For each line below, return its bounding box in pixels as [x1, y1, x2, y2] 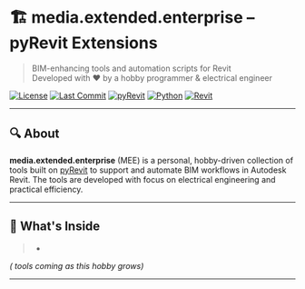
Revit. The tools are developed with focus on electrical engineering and [9, 174, 276, 184]
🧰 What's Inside [9, 219, 101, 234]
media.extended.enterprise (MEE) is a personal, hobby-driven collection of [9, 154, 293, 165]
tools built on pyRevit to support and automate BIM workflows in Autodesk [9, 164, 287, 175]
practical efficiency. [9, 184, 84, 194]
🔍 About [9, 126, 60, 142]
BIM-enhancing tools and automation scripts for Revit [31, 63, 231, 74]
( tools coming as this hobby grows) [9, 260, 144, 271]
